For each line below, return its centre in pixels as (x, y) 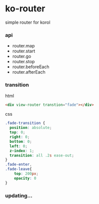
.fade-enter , (19, 164)
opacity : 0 (25, 178)
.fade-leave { (19, 169)
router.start (24, 51)
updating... (19, 196)
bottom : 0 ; (21, 141)
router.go (22, 56)
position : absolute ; (31, 128)
